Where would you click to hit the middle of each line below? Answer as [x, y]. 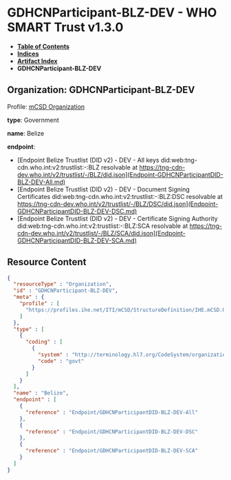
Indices [28, 54]
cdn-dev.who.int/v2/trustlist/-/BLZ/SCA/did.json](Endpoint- [101, 233]
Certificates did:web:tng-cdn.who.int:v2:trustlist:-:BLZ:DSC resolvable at [120, 196]
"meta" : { [29, 298]
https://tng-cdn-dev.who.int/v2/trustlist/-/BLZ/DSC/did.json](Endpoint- [118, 204]
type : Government [33, 120]
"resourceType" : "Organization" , [63, 284]
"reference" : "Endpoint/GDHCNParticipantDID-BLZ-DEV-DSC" [111, 432]
